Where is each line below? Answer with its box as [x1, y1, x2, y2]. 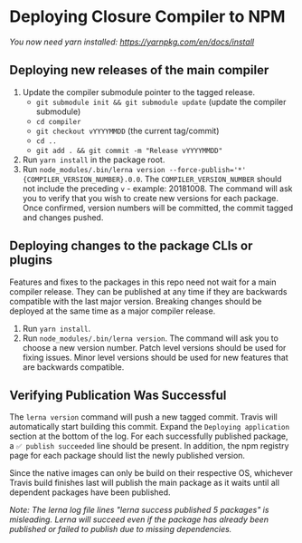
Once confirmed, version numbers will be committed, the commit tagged [22, 202, 294, 213]
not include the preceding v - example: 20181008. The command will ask [22, 183, 293, 194]
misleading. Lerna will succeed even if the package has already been [9, 514, 269, 525]
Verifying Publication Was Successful [9, 387, 227, 402]
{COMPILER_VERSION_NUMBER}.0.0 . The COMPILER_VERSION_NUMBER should [22, 173, 282, 184]
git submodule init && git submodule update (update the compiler [35, 96, 287, 107]
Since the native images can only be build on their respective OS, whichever [9, 468, 294, 479]
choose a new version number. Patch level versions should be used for [22, 342, 287, 353]
